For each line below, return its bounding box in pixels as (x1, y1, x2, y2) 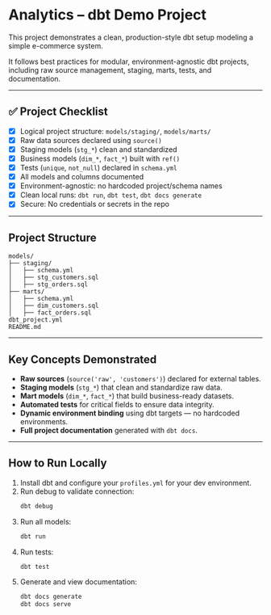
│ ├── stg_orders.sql (8, 280, 89, 289)
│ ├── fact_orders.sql (8, 309, 92, 317)
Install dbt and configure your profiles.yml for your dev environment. (19, 478, 252, 487)
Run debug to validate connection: (19, 487, 135, 496)
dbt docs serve (19, 600, 72, 609)
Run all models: (19, 516, 72, 526)
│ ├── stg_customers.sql (8, 273, 99, 282)
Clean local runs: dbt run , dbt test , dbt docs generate (19, 190, 202, 200)
